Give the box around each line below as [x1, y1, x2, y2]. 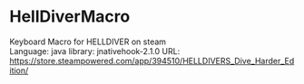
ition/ [9, 65, 29, 76]
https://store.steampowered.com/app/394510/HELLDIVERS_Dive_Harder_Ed [9, 55, 295, 66]
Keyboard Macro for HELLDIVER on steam [9, 36, 166, 47]
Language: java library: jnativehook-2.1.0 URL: [9, 45, 181, 56]
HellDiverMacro [9, 6, 131, 27]
